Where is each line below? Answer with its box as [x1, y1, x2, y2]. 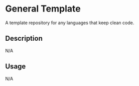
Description [5, 34, 43, 43]
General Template [5, 3, 81, 15]
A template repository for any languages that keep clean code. [5, 20, 134, 26]
